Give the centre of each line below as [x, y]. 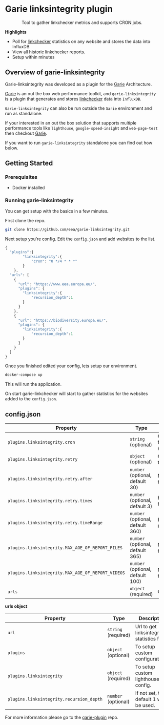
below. [12, 148]
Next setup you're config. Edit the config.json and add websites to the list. [80, 239]
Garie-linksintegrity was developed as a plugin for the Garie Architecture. [79, 84]
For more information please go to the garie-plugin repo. [62, 717]
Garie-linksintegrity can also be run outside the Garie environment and [79, 108]
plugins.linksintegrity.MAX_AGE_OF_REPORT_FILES [65, 548]
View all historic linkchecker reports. [49, 52]
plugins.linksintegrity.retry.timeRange [55, 523]
